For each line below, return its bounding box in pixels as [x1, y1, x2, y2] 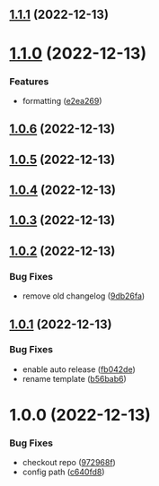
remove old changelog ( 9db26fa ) [22, 291, 146, 301]
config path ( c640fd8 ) [22, 466, 105, 478]
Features [9, 75, 49, 88]
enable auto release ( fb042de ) [22, 363, 137, 375]
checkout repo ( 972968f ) [22, 457, 117, 468]
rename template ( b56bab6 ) [22, 373, 128, 384]
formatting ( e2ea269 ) [22, 95, 102, 106]
